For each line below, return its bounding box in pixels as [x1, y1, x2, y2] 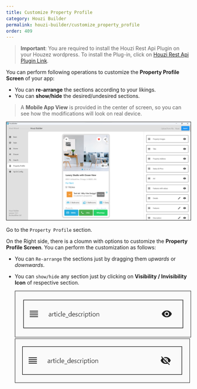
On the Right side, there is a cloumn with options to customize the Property [6, 238, 188, 245]
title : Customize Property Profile [6, 9, 93, 15]
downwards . [14, 262, 45, 269]
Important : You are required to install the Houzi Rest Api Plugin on [20, 45, 180, 52]
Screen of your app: [6, 75, 55, 82]
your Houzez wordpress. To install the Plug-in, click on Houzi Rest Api [20, 51, 189, 58]
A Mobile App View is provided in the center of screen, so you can [20, 104, 182, 111]
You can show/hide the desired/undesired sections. [14, 93, 140, 100]
